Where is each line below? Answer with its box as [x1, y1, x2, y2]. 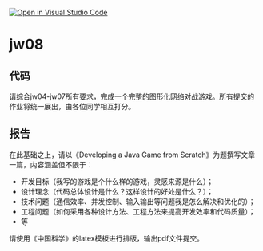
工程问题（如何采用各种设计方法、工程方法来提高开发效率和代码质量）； [20, 206, 256, 216]
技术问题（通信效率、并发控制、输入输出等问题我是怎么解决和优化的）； [20, 196, 256, 206]
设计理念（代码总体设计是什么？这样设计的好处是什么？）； [20, 186, 214, 196]
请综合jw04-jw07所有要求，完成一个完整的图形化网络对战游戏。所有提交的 [9, 92, 255, 101]
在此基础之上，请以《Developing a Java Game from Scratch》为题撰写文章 [9, 150, 255, 159]
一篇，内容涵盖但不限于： [9, 159, 94, 169]
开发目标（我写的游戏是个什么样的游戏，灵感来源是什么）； [20, 176, 214, 186]
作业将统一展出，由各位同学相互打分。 [9, 102, 135, 111]
